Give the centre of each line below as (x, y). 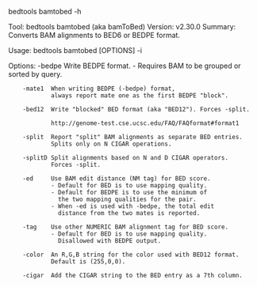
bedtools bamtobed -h (45, 11)
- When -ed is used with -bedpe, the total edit (132, 206)
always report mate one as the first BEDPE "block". (139, 96)
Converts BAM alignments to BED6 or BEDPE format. (94, 35)
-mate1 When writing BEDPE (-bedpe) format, (99, 89)
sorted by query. (35, 74)
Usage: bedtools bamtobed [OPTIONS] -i (75, 50)
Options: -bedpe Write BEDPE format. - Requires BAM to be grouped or (125, 66)
